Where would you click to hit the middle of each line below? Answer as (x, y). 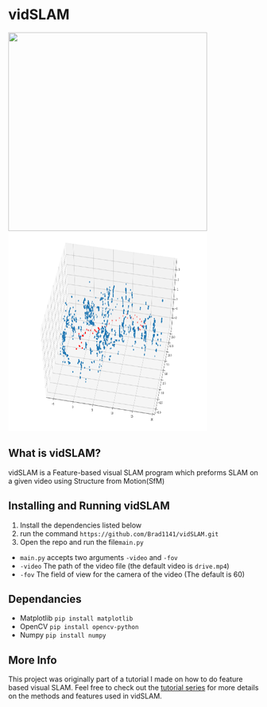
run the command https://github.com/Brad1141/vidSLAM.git (119, 533)
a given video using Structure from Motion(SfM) (87, 481)
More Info (33, 660)
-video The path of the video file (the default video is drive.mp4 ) (124, 566)
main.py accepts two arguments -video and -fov (99, 557)
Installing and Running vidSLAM (89, 506)
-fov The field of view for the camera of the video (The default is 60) (132, 574)
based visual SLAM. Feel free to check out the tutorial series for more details (133, 688)
